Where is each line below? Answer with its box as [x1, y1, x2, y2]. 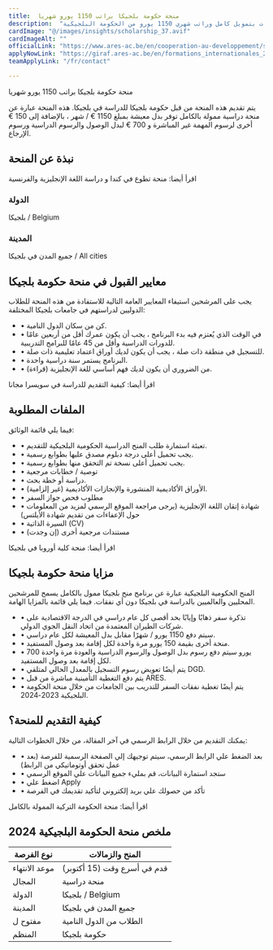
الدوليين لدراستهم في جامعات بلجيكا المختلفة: [8, 305, 145, 315]
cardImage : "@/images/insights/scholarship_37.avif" [8, 27, 191, 35]
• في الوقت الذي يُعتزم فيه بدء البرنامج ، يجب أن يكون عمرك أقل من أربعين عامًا [19, 329, 262, 339]
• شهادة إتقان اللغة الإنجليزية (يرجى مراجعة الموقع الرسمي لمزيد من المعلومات [19, 501, 260, 511]
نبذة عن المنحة [8, 152, 75, 166]
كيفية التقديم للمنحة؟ [8, 713, 102, 728]
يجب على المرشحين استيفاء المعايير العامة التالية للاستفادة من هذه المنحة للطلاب [8, 296, 252, 306]
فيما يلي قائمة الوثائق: [8, 425, 75, 434]
